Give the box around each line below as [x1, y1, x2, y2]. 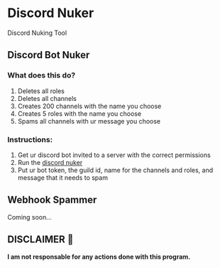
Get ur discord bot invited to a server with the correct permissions [17, 151, 211, 159]
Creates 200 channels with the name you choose [17, 102, 162, 110]
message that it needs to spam [17, 173, 109, 182]
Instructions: [7, 134, 53, 144]
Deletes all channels [17, 94, 77, 102]
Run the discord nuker [17, 158, 83, 166]
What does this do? [7, 70, 76, 80]
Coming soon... [7, 213, 52, 221]
